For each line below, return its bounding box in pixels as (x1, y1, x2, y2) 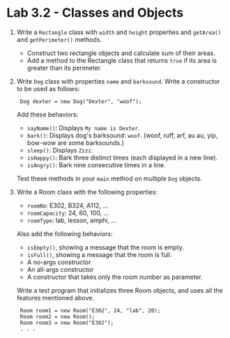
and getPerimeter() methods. (16, 35, 102, 43)
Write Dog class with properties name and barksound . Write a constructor (16, 77, 220, 85)
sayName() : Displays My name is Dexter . (26, 123, 140, 132)
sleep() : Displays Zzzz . (26, 146, 93, 154)
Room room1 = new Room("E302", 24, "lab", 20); (20, 307, 161, 314)
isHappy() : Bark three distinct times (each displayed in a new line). (26, 153, 217, 162)
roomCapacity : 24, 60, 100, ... (26, 208, 109, 217)
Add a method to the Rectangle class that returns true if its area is (26, 56, 217, 64)
